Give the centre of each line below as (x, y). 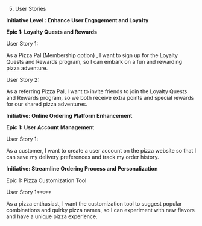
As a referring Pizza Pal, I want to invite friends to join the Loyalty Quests (97, 91)
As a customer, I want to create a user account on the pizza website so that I (101, 151)
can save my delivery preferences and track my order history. (83, 157)
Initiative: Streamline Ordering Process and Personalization (82, 169)
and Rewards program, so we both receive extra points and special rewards (100, 98)
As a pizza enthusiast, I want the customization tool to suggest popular (94, 203)
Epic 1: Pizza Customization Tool (46, 180)
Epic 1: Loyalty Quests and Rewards (52, 32)
